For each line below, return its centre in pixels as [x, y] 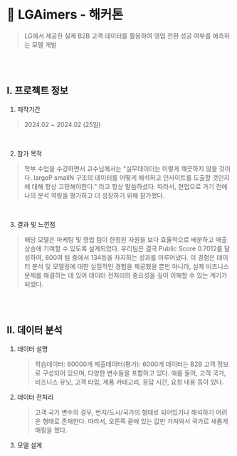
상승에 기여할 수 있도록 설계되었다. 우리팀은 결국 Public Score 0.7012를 [123, 248]
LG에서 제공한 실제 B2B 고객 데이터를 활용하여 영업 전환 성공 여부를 [117, 36]
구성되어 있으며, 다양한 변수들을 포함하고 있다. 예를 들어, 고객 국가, [134, 373]
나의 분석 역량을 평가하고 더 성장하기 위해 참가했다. [94, 195]
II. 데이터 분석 [35, 330]
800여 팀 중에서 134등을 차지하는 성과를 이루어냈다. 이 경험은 [130, 257]
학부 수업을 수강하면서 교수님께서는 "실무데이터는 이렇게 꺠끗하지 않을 [121, 168]
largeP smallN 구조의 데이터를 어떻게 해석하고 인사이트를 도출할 [122, 177]
